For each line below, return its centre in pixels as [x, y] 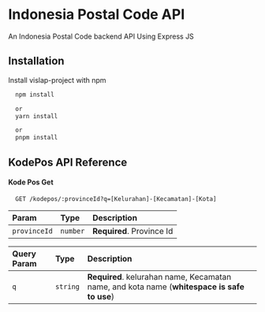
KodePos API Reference [68, 162]
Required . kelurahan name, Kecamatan [159, 277]
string [67, 286]
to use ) [101, 296]
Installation [36, 61]
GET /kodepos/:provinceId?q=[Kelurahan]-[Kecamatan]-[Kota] [116, 199]
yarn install [37, 116]
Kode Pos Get [31, 182]
